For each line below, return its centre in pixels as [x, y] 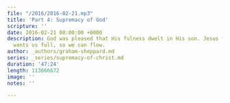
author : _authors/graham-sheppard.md [61, 52]
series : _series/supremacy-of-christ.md [66, 58]
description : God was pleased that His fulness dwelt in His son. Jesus [113, 39]
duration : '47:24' [33, 64]
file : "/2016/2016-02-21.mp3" [50, 13]
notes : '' [21, 83]
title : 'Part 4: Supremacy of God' [58, 20]
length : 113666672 [33, 70]
